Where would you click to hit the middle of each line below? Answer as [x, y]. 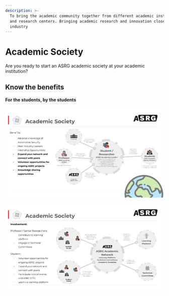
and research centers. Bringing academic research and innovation [81, 21]
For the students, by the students [41, 100]
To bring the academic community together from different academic [82, 16]
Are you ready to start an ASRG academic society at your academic [75, 66]
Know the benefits [35, 87]
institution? [17, 71]
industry [19, 27]
